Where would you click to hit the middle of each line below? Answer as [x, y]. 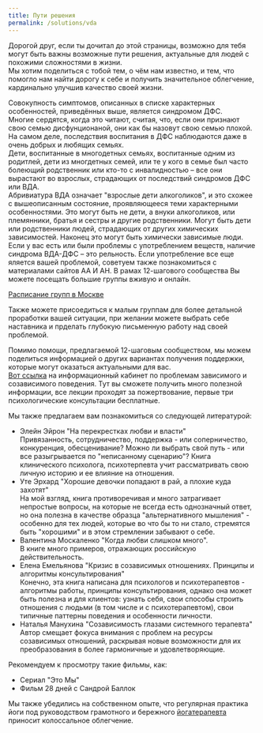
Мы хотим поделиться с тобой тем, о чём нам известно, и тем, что [121, 70]
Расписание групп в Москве [56, 294]
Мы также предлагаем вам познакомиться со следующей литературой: [130, 415]
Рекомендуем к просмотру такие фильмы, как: [88, 664]
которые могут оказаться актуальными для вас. [90, 366]
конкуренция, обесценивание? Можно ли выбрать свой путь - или [132, 448]
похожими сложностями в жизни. [65, 62]
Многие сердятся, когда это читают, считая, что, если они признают [124, 119]
